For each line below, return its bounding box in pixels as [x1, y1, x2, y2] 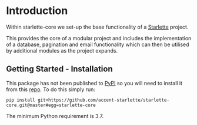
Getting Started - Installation [6, 64, 113, 74]
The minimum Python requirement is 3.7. [6, 112, 104, 119]
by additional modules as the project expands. [6, 47, 118, 54]
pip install [6, 97, 35, 103]
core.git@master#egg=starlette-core [6, 102, 96, 108]
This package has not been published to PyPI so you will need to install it [6, 79, 183, 86]
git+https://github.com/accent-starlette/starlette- [37, 97, 169, 103]
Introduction [6, 4, 68, 18]
